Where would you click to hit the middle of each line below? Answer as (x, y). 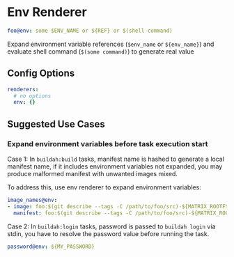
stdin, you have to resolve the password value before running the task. (108, 233)
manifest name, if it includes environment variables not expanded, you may (115, 166)
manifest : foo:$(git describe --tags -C (73, 213)
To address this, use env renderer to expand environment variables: (104, 187)
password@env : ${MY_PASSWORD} (51, 247)
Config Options (41, 73)
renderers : (23, 89)
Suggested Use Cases (56, 124)
